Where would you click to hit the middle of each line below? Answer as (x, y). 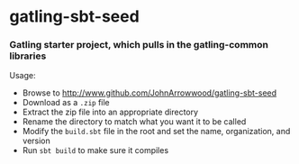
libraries (28, 56)
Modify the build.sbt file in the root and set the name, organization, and (156, 132)
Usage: (23, 76)
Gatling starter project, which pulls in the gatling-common (139, 45)
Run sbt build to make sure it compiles (95, 150)
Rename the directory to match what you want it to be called (134, 122)
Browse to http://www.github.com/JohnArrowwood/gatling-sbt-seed (149, 93)
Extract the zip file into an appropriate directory (110, 112)
